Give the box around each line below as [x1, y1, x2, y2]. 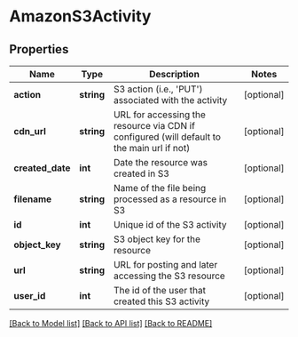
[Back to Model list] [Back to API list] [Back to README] [9, 318, 213, 328]
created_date [13, 162, 71, 174]
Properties [9, 42, 69, 57]
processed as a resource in [114, 193, 227, 205]
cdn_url [13, 125, 47, 137]
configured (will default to [114, 131, 222, 143]
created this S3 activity [114, 295, 210, 308]
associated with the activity [114, 94, 228, 106]
